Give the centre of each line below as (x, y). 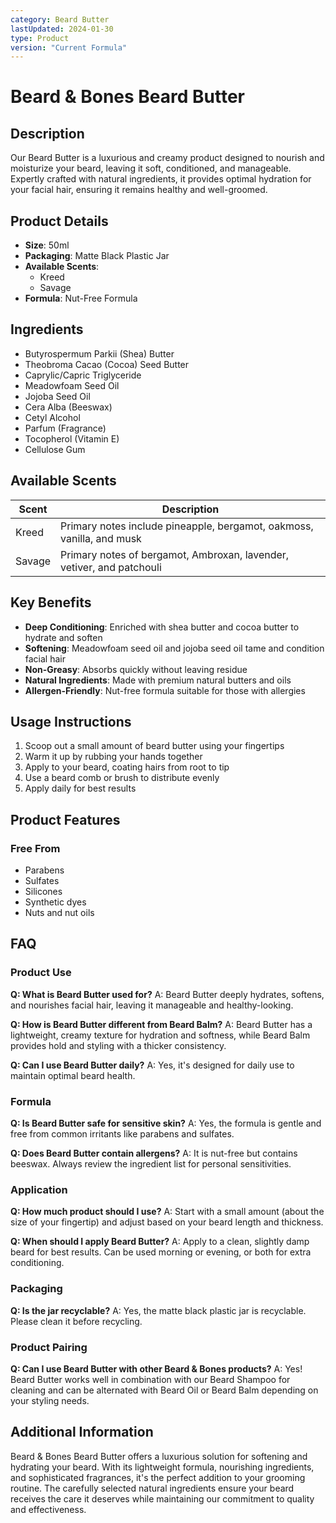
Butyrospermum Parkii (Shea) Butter (99, 353)
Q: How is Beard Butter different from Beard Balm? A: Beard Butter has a (161, 1024)
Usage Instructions (71, 721)
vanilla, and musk (101, 538)
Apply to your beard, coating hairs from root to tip (127, 767)
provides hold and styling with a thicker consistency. (118, 1045)
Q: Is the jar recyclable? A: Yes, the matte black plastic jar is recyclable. (158, 1310)
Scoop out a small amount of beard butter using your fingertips (154, 746)
